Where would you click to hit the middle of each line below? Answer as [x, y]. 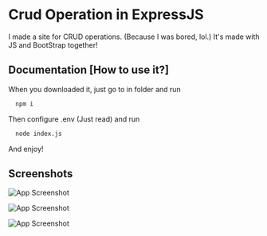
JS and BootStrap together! [53, 44]
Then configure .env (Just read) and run [74, 119]
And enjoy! [26, 149]
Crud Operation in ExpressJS [106, 15]
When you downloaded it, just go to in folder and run [94, 89]
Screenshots [41, 174]
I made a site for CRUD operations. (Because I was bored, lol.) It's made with [134, 37]
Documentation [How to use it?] [89, 70]
